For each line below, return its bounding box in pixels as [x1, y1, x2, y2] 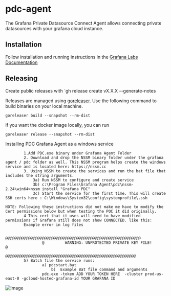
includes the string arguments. [5, 173, 74, 178]
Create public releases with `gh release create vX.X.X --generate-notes [5, 87, 156, 94]
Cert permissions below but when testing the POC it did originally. [5, 209, 157, 214]
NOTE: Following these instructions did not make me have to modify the [5, 204, 164, 210]
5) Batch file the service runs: [24, 258, 95, 263]
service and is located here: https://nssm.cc [5, 164, 106, 169]
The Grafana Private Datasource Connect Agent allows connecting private [5, 20, 162, 26]
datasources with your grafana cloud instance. [5, 25, 103, 31]
